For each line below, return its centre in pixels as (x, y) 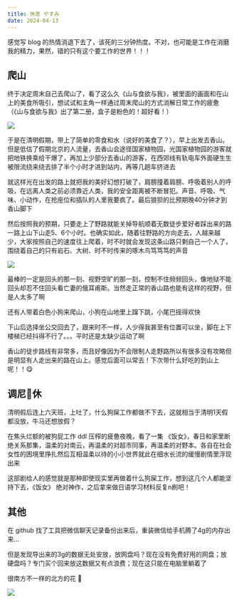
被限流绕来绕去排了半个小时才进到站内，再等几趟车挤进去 (91, 167)
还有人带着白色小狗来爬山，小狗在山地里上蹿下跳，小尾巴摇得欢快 (104, 312)
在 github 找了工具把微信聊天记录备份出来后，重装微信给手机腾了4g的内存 (116, 530)
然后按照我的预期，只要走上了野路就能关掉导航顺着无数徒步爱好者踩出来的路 (119, 224)
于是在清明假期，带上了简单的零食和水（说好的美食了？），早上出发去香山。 (118, 140)
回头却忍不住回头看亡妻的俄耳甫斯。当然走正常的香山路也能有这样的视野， (116, 288)
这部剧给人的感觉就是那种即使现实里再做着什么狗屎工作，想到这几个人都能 (116, 478)
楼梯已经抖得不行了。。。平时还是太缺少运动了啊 (76, 336)
